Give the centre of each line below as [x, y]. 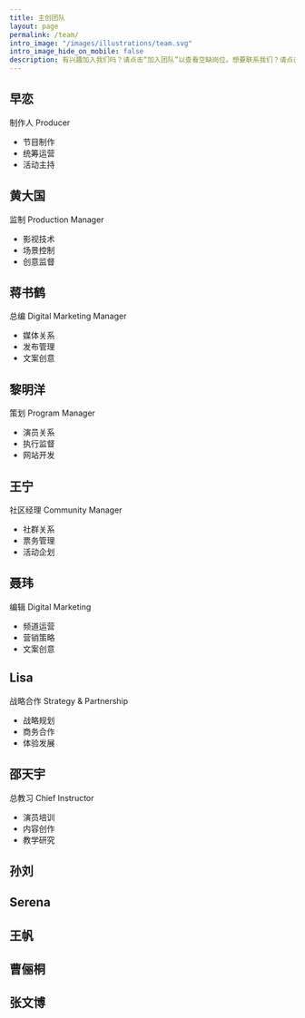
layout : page [34, 26]
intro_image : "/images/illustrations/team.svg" [101, 43]
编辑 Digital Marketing [50, 607]
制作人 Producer [40, 122]
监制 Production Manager [57, 220]
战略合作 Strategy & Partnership [69, 700]
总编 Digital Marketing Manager [68, 316]
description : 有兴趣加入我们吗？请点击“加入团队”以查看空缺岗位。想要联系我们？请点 [151, 60]
